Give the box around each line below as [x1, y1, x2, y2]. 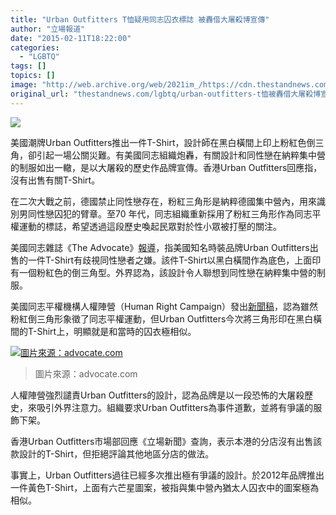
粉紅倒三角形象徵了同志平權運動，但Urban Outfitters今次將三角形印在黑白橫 [10, 312, 323, 325]
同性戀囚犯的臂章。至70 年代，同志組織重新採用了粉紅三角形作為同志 [27, 207, 313, 220]
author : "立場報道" [10, 24, 86, 34]
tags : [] [10, 61, 47, 71]
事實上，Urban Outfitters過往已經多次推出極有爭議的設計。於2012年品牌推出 [10, 469, 325, 481]
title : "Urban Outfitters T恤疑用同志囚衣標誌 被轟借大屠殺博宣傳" [10, 14, 270, 25]
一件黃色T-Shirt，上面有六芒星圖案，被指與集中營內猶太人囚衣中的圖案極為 [10, 481, 320, 493]
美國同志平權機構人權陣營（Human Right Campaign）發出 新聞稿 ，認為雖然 [10, 300, 318, 312]
